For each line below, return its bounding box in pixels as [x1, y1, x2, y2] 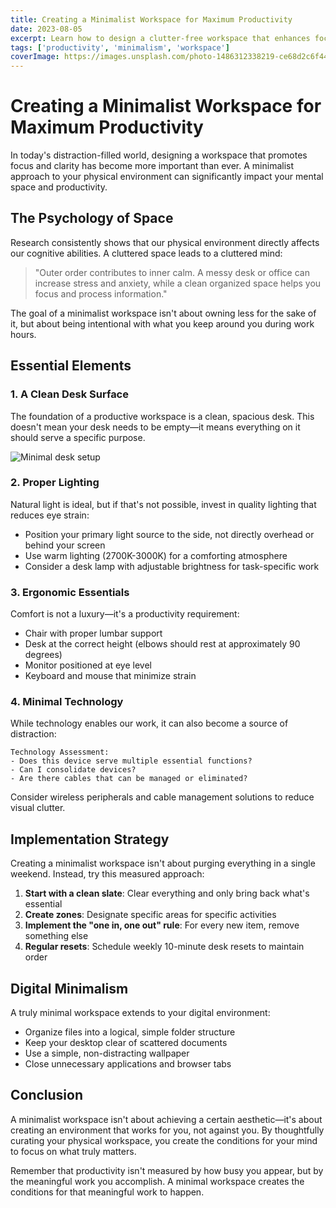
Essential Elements [10, 357, 132, 375]
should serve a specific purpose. [10, 431, 146, 443]
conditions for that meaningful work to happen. [10, 1186, 205, 1198]
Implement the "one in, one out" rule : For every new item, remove [24, 919, 300, 931]
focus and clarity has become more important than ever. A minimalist [10, 160, 295, 172]
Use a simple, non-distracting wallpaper [24, 1047, 190, 1060]
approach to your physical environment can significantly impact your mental [10, 171, 324, 183]
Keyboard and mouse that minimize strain [24, 670, 197, 682]
